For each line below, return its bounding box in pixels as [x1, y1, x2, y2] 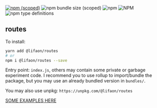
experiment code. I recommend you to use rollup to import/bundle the [5, 72, 152, 78]
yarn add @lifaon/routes [5, 48, 58, 53]
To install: [5, 38, 26, 44]
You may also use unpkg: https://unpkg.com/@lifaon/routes [5, 88, 133, 94]
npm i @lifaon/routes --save [5, 58, 68, 63]
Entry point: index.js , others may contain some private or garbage [5, 67, 146, 73]
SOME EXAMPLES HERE [5, 97, 57, 104]
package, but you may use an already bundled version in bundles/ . [5, 78, 146, 84]
